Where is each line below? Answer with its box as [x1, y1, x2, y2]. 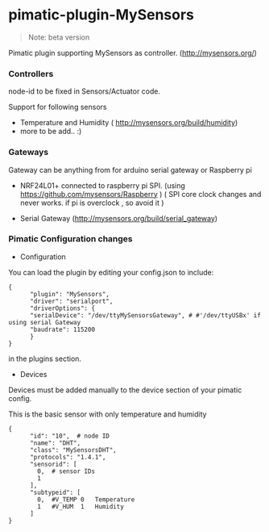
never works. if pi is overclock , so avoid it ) [19, 198, 164, 207]
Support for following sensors [8, 103, 107, 112]
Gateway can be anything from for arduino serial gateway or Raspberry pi [8, 165, 252, 174]
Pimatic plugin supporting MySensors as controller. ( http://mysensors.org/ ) [8, 48, 258, 57]
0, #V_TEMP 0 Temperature [37, 495, 135, 504]
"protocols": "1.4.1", [29, 453, 106, 461]
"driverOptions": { [29, 304, 95, 312]
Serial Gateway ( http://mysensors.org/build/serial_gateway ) [19, 213, 218, 223]
